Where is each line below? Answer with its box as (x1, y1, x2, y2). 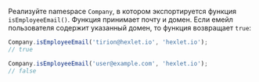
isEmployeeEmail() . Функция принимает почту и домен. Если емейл (8, 15, 233, 24)
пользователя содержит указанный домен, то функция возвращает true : (8, 23, 252, 32)
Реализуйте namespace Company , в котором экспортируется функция (8, 7, 237, 16)
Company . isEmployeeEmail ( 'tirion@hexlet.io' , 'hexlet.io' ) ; (8, 38, 209, 46)
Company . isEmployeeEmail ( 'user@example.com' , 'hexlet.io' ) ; (8, 59, 209, 67)
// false (8, 66, 37, 75)
